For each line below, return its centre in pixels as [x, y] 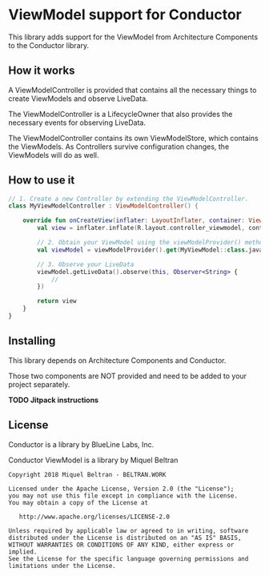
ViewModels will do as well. [54, 155]
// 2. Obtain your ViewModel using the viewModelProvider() [139, 243]
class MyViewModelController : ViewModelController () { [103, 206]
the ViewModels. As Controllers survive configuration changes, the [119, 147]
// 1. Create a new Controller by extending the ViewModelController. [128, 199]
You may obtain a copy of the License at [78, 502]
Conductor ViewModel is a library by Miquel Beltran [93, 460]
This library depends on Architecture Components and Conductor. [117, 360]
